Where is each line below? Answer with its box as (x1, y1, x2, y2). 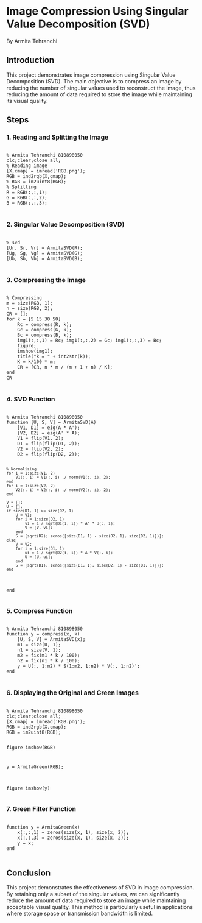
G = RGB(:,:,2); (6, 195, 47, 201)
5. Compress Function (6, 607, 73, 615)
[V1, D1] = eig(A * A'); (17, 425, 80, 431)
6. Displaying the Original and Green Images (6, 688, 139, 697)
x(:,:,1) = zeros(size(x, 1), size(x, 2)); (17, 829, 130, 835)
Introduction (6, 55, 55, 65)
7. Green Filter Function (6, 805, 76, 813)
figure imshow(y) (6, 785, 50, 791)
